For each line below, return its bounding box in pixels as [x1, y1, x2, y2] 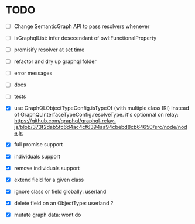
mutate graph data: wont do [13, 211, 81, 218]
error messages [13, 69, 53, 76]
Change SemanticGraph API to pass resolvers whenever [13, 23, 150, 30]
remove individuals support [13, 164, 80, 171]
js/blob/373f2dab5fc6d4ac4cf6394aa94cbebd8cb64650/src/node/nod [13, 124, 188, 131]
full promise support [13, 141, 63, 148]
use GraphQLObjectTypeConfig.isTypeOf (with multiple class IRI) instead [13, 104, 190, 111]
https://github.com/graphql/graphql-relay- [13, 117, 117, 124]
